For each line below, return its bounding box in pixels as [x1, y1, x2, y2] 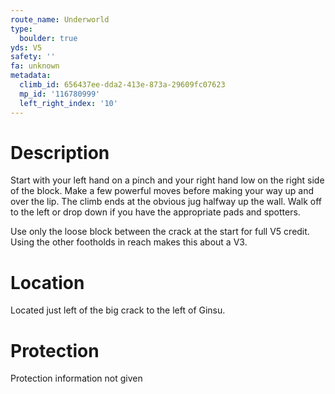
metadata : [10, 71, 52, 81]
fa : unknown [10, 61, 60, 71]
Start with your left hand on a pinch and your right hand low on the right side [10, 174, 325, 186]
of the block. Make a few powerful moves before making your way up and [10, 185, 315, 197]
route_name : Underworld [10, 14, 110, 25]
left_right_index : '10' [19, 98, 118, 108]
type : [10, 24, 33, 34]
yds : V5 [10, 42, 43, 53]
